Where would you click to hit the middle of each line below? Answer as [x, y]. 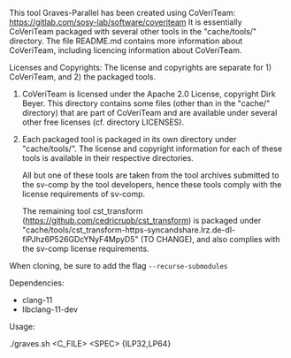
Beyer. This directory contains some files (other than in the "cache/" [146, 103]
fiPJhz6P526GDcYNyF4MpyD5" [80, 239]
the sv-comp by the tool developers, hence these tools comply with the [152, 184]
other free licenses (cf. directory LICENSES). [103, 122]
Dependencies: [37, 283]
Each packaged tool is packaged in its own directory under [129, 139]
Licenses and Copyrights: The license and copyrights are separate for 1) [141, 67]
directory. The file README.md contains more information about [126, 41]
